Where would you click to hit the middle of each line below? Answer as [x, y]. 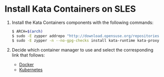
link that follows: [28, 55]
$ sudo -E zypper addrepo [38, 36]
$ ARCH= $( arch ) [27, 31]
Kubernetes [31, 70]
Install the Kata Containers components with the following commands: [82, 22]
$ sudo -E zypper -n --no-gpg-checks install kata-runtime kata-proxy [85, 40]
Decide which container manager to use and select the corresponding [82, 50]
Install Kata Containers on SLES [70, 9]
